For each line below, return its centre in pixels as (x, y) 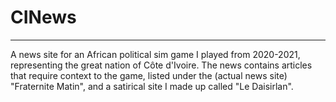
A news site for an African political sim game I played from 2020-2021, (155, 54)
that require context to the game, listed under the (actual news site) (149, 75)
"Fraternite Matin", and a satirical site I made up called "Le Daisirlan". (152, 86)
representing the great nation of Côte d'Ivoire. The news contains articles (161, 65)
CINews (43, 17)
